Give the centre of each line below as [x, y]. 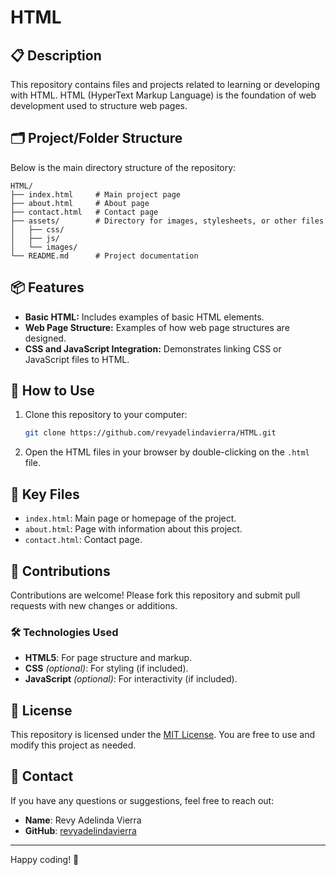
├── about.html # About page [80, 203]
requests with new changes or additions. [94, 605]
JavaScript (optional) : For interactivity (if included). [131, 679]
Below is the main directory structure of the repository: [123, 167]
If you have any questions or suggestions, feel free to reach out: [142, 800]
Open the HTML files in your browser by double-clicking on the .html [167, 452]
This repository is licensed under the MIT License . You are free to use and [162, 735]
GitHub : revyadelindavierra [80, 830]
